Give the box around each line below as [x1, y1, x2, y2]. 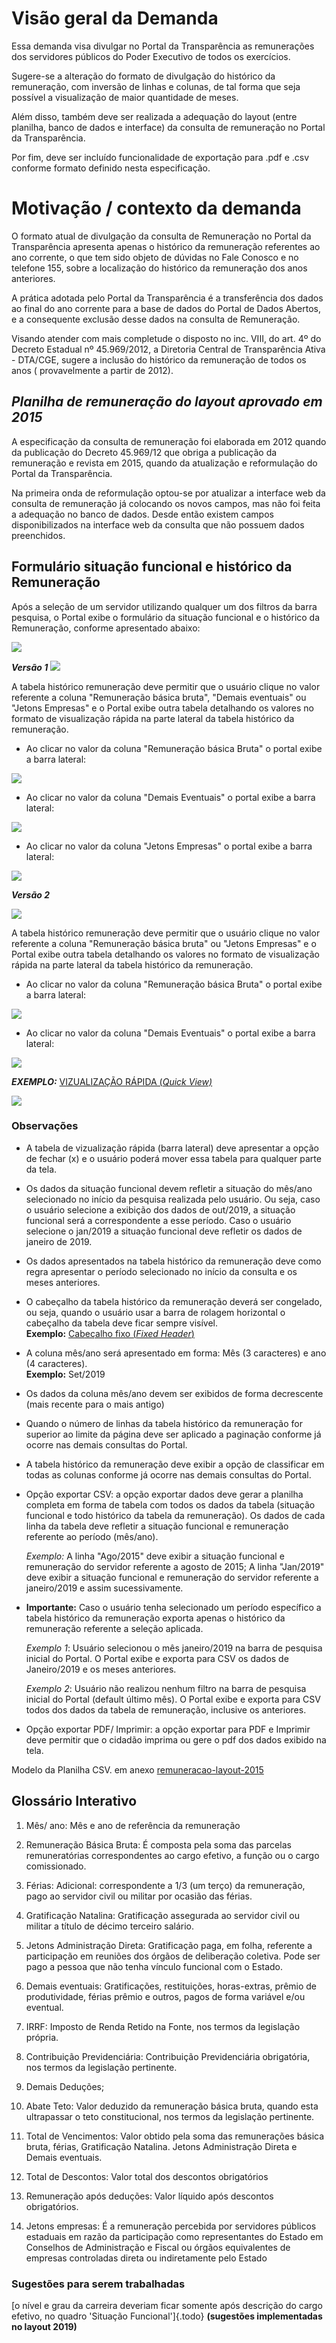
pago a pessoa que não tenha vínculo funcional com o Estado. [25, 1960, 284, 1972]
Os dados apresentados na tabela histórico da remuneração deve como [25, 1255, 322, 1267]
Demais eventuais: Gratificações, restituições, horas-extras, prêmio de [25, 1980, 318, 1992]
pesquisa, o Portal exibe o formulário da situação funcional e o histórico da [11, 611, 321, 623]
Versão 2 [11, 888, 50, 901]
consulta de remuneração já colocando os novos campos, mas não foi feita [11, 497, 321, 509]
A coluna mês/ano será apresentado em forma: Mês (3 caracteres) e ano [25, 1347, 327, 1359]
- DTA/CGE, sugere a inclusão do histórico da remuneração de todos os [11, 353, 307, 366]
